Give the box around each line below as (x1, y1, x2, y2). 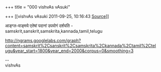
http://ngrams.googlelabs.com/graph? (5, 38, 81, 43)
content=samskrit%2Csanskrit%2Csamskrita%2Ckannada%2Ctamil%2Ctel (5, 43, 156, 48)
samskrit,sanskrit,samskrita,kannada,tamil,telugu (5, 29, 103, 34)
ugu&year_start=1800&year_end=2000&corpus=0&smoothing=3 (5, 48, 134, 54)
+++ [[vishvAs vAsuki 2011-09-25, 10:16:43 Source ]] (5, 14, 109, 19)
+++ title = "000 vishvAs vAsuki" (5, 4, 70, 10)
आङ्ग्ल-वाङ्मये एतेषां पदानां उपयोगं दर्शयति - (5, 23, 73, 29)
